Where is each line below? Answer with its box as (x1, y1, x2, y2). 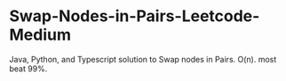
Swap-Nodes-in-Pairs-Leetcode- (9, 6, 260, 26)
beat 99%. (9, 63, 48, 74)
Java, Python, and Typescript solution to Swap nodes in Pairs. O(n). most (9, 54, 277, 64)
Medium (9, 25, 71, 45)
